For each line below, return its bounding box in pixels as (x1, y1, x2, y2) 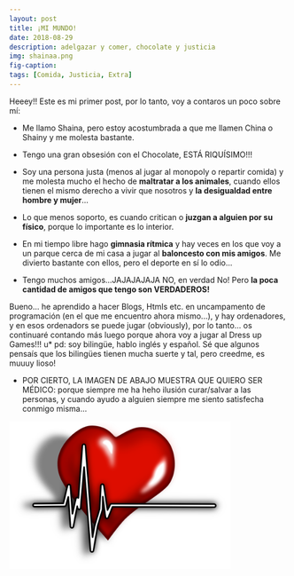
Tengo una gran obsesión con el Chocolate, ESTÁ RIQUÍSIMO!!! (21, 149, 253, 160)
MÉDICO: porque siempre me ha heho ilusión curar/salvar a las (21, 384, 251, 395)
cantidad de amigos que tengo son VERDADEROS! (21, 284, 210, 295)
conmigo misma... (21, 403, 88, 414)
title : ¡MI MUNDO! (9, 23, 77, 33)
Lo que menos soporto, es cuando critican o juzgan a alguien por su (21, 211, 273, 222)
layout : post (9, 14, 58, 23)
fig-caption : (9, 61, 58, 70)
